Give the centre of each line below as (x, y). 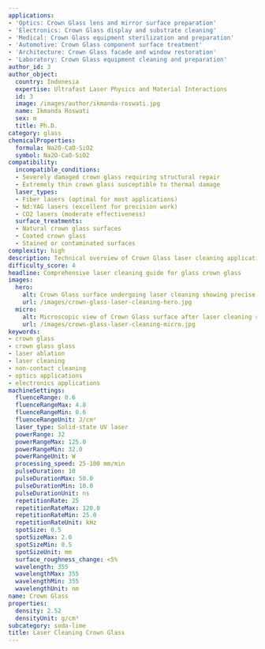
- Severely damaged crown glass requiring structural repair (118, 177)
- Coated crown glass (51, 236)
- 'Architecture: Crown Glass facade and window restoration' (112, 52)
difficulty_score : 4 (42, 266)
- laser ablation (37, 354)
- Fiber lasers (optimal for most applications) (97, 199)
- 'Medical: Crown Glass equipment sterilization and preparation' (121, 38)
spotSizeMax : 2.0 (44, 538)
